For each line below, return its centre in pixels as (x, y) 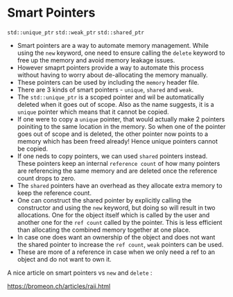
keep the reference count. (54, 193)
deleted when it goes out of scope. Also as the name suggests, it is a (115, 104)
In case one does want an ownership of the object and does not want (116, 237)
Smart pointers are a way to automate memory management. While (113, 45)
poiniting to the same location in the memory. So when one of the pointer (121, 126)
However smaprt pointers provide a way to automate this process (111, 67)
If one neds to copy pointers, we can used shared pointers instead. (112, 156)
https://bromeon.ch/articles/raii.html (59, 286)
